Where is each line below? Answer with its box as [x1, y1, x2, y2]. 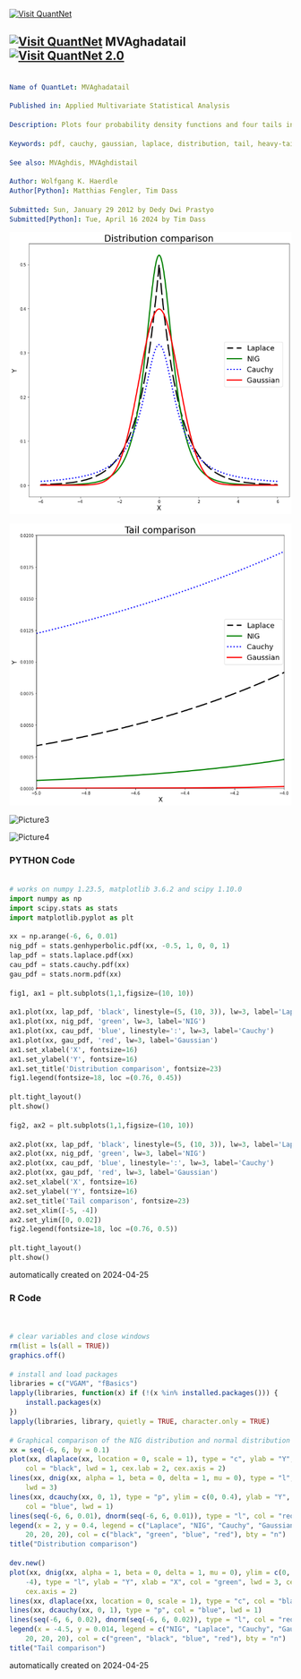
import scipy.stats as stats [9, 904, 118, 912]
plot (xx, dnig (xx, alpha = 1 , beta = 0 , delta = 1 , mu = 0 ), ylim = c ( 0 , [9, 1568, 291, 1577]
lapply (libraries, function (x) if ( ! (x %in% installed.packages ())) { [9, 1389, 279, 1398]
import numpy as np [9, 894, 82, 904]
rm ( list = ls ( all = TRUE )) [9, 1341, 110, 1350]
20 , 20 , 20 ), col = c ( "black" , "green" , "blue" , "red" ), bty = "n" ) [25, 1530, 287, 1539]
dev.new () [9, 1559, 47, 1568]
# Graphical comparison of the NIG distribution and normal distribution [9, 1435, 291, 1445]
